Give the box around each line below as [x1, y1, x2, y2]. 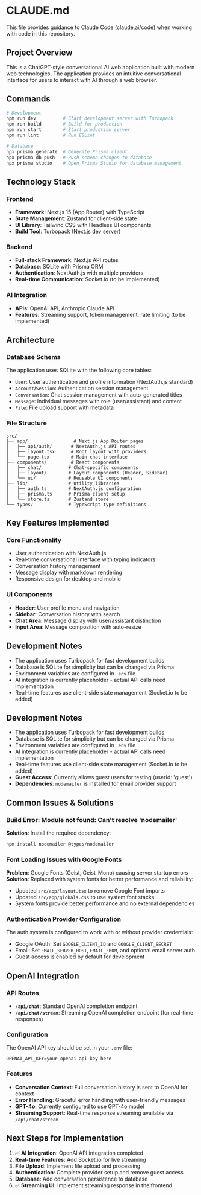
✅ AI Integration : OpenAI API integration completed [14, 1149, 143, 1156]
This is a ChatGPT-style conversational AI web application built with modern [6, 63, 195, 71]
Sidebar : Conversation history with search [14, 610, 120, 617]
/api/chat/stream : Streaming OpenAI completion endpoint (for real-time [14, 1009, 194, 1016]
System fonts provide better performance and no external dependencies [14, 900, 195, 907]
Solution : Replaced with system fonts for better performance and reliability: [6, 876, 194, 883]
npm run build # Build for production [6, 121, 122, 127]
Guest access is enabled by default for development [14, 953, 145, 960]
